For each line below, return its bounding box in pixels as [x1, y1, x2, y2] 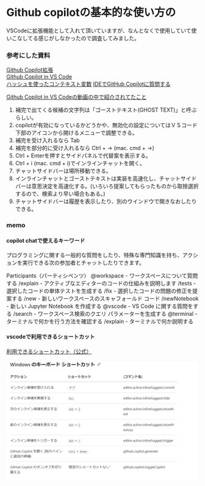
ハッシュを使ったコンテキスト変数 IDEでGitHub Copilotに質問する [6, 80, 171, 88]
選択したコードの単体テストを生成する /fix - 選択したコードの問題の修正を [6, 287, 193, 295]
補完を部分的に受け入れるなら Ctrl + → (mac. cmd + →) [15, 145, 154, 152]
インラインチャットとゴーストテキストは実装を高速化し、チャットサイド [15, 175, 197, 182]
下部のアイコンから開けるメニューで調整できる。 [15, 129, 138, 137]
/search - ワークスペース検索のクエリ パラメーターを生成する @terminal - [13, 310, 198, 318]
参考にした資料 [6, 51, 51, 60]
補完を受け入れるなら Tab [15, 137, 81, 144]
